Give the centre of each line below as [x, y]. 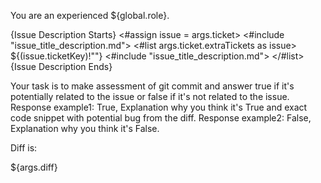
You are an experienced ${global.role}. [90, 15]
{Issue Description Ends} [61, 66]
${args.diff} [34, 167]
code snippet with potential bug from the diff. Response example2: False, [161, 118]
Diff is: [24, 148]
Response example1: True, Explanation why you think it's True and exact [159, 107]
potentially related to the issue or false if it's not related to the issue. [150, 96]
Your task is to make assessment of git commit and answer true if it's [152, 86]
